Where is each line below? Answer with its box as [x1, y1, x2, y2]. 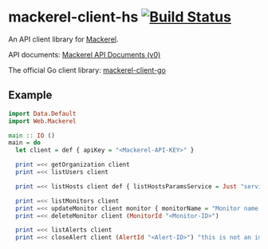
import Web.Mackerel [8, 117, 77, 125]
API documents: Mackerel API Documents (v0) [8, 49, 161, 59]
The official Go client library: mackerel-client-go [8, 65, 166, 75]
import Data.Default [8, 109, 77, 117]
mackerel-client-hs [8, 8, 139, 26]
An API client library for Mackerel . [8, 34, 119, 44]
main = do [8, 139, 41, 147]
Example [8, 89, 53, 102]
